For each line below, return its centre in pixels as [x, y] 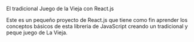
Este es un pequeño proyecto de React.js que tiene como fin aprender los [97, 20]
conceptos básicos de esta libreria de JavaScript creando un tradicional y [97, 26]
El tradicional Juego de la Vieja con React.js [60, 9]
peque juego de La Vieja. [37, 33]
